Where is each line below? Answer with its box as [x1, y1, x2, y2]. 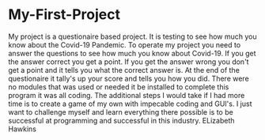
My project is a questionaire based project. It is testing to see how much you [8, 32, 257, 41]
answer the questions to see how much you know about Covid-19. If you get [8, 48, 256, 58]
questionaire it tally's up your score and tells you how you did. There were [8, 74, 249, 83]
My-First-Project [8, 6, 121, 24]
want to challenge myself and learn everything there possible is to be [8, 107, 233, 116]
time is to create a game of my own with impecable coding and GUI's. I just [8, 99, 252, 108]
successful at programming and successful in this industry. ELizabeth [8, 115, 235, 125]
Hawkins [8, 124, 37, 134]
